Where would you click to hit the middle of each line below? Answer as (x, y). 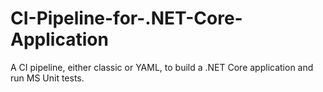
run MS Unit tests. (47, 78)
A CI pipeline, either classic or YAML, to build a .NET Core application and (162, 67)
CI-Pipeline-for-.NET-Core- (126, 18)
